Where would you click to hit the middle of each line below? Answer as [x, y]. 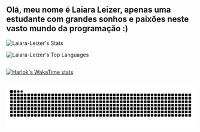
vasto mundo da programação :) [67, 28]
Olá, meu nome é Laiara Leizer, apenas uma [89, 10]
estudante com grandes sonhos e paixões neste [98, 19]
